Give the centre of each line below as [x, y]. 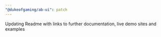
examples [15, 29]
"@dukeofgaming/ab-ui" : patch [36, 10]
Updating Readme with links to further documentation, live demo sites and [81, 24]
